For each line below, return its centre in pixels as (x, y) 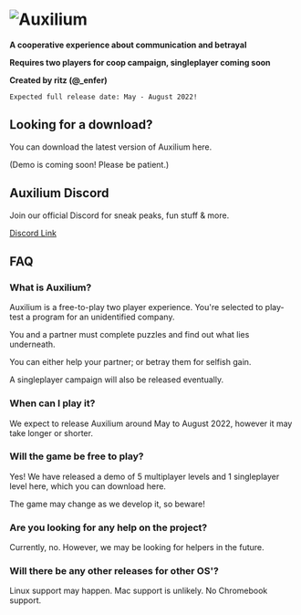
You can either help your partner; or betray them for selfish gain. (130, 362)
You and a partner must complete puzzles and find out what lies (130, 335)
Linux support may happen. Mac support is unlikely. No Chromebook (139, 591)
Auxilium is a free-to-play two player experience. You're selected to (136, 307)
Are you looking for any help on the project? (109, 527)
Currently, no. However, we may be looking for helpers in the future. (137, 547)
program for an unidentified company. (104, 317)
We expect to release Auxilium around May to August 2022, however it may (151, 423)
